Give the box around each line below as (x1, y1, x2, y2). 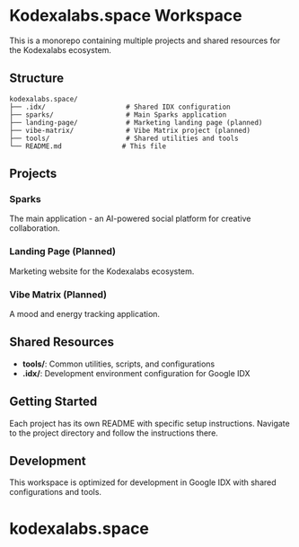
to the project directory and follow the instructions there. (9, 428, 218, 438)
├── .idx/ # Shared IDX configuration (9, 102, 231, 111)
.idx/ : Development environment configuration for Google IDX (22, 367, 251, 378)
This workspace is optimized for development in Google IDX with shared (9, 477, 277, 488)
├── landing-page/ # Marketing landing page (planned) (9, 118, 263, 127)
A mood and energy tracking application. (9, 309, 160, 320)
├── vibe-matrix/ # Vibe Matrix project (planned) (9, 126, 251, 135)
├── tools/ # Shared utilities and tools (9, 134, 240, 143)
